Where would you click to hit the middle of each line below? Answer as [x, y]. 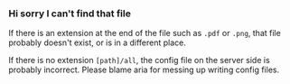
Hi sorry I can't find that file [70, 14]
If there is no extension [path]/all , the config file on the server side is [139, 61]
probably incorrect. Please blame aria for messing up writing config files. [144, 70]
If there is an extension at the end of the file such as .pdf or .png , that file [145, 33]
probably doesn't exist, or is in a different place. [97, 42]
